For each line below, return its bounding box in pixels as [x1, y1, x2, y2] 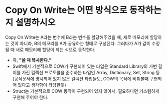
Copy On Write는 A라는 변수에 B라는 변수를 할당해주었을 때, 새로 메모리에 [5, 34, 149, 40]
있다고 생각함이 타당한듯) [17, 82, 66, 88]
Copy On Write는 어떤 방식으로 [5, 4, 128, 16]
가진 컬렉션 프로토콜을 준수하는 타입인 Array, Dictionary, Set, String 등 [21, 69, 160, 75]
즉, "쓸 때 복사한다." [12, 57, 51, 63]
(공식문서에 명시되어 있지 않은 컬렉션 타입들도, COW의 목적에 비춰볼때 [12, 75, 149, 82]
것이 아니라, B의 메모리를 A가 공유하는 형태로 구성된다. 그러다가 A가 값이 [10, 40, 151, 46]
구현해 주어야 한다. [12, 94, 49, 100]
